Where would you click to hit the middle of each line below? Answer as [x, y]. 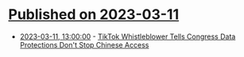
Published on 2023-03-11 [94, 15]
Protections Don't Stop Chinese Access [84, 44]
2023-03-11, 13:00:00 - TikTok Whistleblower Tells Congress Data [128, 36]
